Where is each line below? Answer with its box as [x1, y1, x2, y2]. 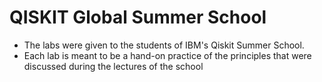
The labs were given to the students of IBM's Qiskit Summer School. [23, 39, 305, 51]
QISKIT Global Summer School [9, 6, 267, 29]
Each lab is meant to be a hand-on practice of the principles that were [23, 49, 312, 61]
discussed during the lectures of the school [23, 60, 204, 72]
